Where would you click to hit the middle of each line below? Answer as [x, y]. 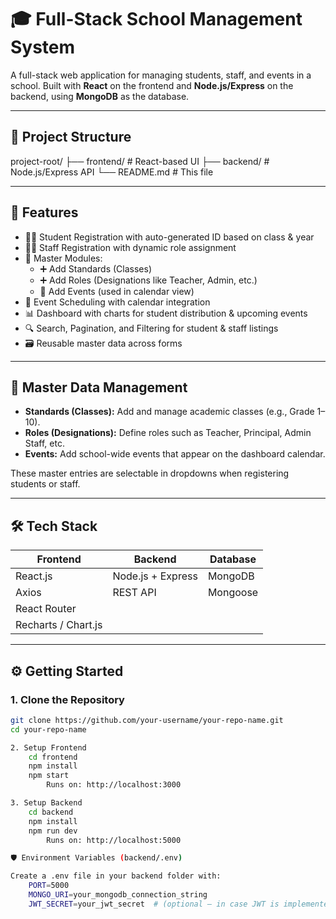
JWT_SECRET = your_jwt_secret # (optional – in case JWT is [154, 904]
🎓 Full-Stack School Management [156, 19]
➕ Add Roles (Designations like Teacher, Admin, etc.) [148, 280]
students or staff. [45, 484]
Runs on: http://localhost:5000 [114, 840]
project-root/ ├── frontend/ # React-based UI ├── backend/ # [140, 161]
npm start [49, 776]
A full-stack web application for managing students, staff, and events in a [161, 75]
